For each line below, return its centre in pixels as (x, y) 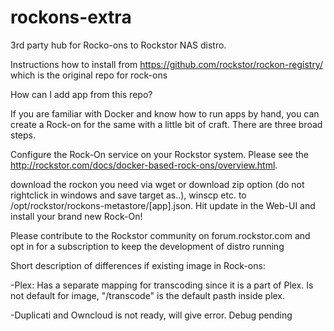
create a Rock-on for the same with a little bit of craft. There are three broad (166, 124)
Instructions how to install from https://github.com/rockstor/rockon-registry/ (166, 64)
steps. (23, 135)
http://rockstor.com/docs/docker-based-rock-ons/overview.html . (144, 165)
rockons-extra (71, 17)
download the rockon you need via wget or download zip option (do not (157, 184)
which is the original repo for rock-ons (89, 75)
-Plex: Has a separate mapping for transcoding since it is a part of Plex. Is (162, 285)
